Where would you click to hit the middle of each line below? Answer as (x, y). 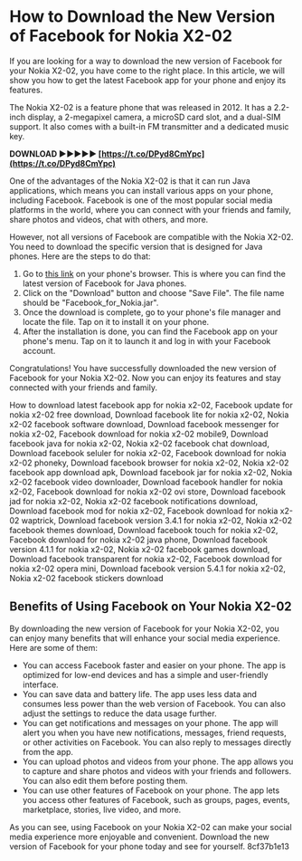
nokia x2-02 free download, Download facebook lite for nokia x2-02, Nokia (149, 415)
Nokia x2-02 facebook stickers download (86, 578)
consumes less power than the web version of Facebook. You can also (154, 703)
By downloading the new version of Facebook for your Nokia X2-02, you (145, 628)
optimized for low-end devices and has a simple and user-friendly (145, 674)
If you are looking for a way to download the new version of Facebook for (146, 61)
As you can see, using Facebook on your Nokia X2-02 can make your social (151, 827)
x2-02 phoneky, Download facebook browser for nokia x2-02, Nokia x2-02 (149, 463)
